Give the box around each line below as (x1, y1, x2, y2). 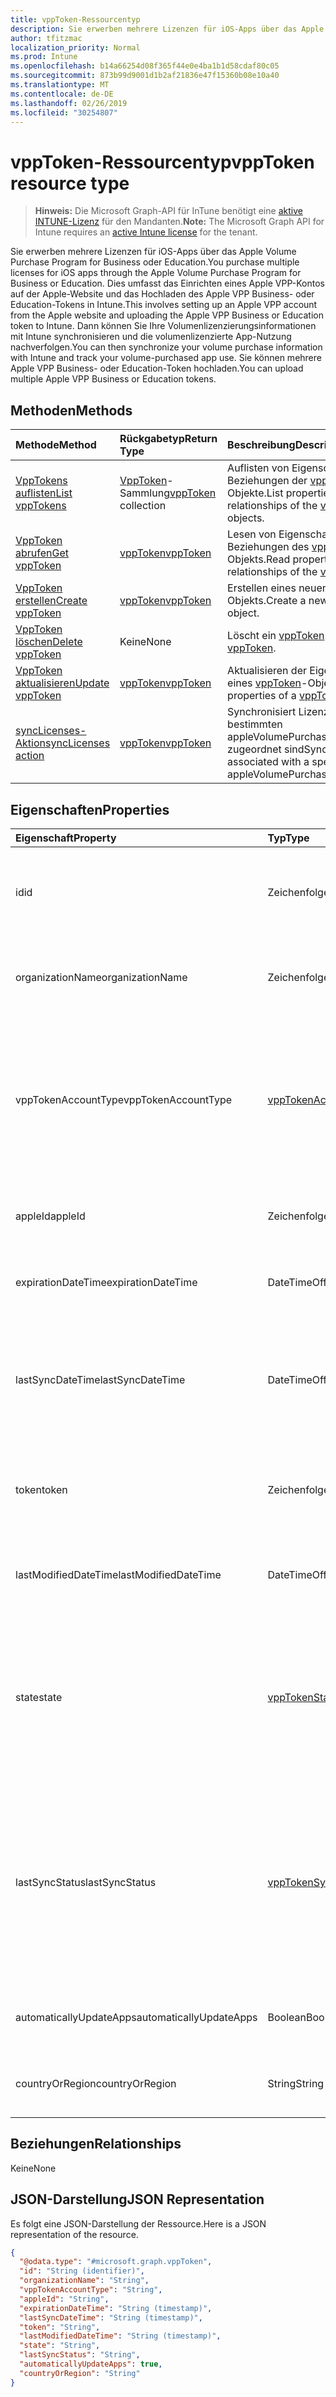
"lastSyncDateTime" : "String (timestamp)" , (19, 2312, 203, 2323)
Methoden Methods (10, 402, 133, 419)
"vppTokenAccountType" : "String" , (19, 2285, 163, 2295)
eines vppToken (227, 676, 302, 690)
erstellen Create (15, 594, 88, 608)
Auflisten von (227, 461, 290, 475)
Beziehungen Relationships (10, 2136, 182, 2153)
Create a (265, 594, 307, 608)
